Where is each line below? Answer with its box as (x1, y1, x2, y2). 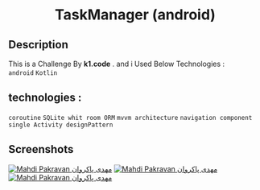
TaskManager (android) (55, 6, 216, 24)
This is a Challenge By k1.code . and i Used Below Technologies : (8, 59, 225, 68)
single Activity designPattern (8, 121, 113, 129)
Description (8, 38, 68, 52)
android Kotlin (8, 69, 58, 77)
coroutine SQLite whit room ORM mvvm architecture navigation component (8, 114, 253, 122)
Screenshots (8, 142, 74, 156)
